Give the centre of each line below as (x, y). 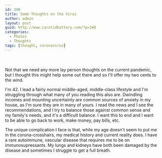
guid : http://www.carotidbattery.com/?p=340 (51, 28)
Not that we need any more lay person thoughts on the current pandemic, (78, 70)
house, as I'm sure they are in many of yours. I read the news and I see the (79, 105)
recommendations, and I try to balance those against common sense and (78, 110)
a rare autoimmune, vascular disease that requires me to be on (67, 140)
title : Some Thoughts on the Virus (41, 14)
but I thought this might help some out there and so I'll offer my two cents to (81, 75)
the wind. (14, 80)
